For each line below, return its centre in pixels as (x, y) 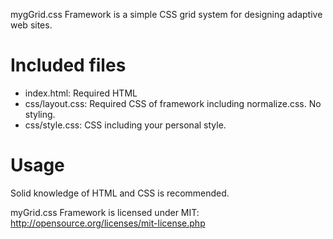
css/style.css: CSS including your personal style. (125, 125)
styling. (40, 114)
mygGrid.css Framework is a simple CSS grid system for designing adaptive (166, 14)
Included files (68, 65)
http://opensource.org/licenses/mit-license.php (108, 223)
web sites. (31, 25)
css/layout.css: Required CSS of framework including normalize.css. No (173, 103)
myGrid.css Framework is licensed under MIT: (105, 212)
